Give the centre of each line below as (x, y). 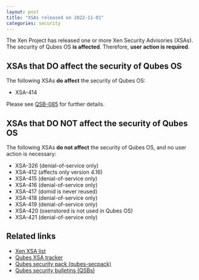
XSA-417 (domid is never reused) (56, 191)
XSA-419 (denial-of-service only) (56, 204)
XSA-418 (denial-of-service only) (56, 198)
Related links (31, 237)
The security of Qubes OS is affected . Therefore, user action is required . (98, 47)
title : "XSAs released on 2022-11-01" (55, 18)
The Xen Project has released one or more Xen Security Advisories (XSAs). (100, 41)
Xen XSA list (31, 251)
